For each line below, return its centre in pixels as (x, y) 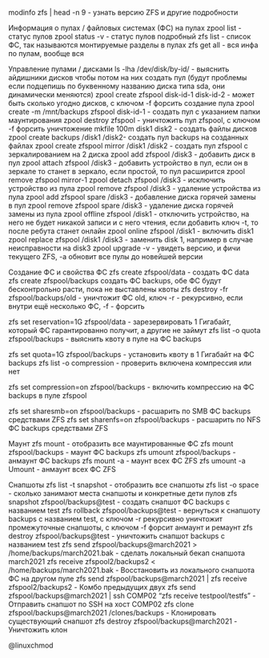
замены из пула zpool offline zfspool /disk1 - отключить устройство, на (129, 214)
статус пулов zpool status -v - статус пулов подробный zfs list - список (130, 37)
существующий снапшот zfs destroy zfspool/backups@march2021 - (123, 621)
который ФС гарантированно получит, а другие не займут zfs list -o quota (134, 330)
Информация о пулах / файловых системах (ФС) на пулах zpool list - (125, 28)
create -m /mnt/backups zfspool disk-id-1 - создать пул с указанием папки (134, 112)
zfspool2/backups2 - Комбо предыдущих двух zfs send (102, 587)
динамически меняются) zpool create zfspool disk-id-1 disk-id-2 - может (131, 95)
